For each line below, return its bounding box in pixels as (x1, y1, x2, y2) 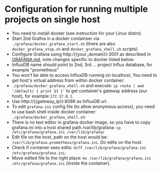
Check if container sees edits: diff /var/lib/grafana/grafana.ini (11, 144, 147, 150)
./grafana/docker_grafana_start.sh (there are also (11, 40, 116, 46)
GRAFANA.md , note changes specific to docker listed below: (11, 56, 135, 62)
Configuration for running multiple (4, 3, 148, 15)
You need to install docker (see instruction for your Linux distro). (11, 30, 142, 36)
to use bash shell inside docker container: (11, 108, 97, 114)
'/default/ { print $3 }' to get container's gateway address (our (11, 88, 147, 94)
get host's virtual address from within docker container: (11, 77, 125, 83)
